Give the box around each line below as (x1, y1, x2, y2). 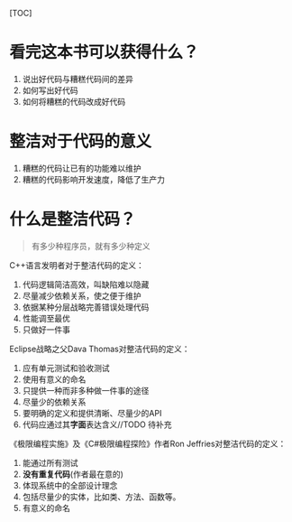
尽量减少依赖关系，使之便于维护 (22, 290, 141, 301)
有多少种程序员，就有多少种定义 (31, 240, 151, 251)
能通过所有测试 (22, 457, 78, 468)
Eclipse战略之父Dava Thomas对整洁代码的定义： (9, 343, 190, 354)
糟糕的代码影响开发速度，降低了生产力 (22, 173, 165, 184)
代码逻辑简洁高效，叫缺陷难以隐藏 (22, 279, 150, 290)
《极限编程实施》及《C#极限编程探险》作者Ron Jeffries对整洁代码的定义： (9, 438, 287, 449)
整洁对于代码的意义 (9, 131, 152, 152)
